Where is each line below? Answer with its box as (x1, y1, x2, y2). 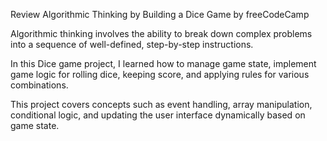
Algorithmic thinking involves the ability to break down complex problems (10, 28, 313, 39)
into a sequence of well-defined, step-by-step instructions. (10, 39, 254, 50)
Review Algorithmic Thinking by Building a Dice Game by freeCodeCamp (10, 9, 310, 20)
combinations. (10, 79, 69, 91)
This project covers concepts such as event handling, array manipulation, (10, 99, 313, 110)
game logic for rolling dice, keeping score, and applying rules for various (10, 69, 310, 80)
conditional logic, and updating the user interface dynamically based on (10, 109, 306, 121)
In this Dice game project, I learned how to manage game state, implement (10, 58, 317, 69)
